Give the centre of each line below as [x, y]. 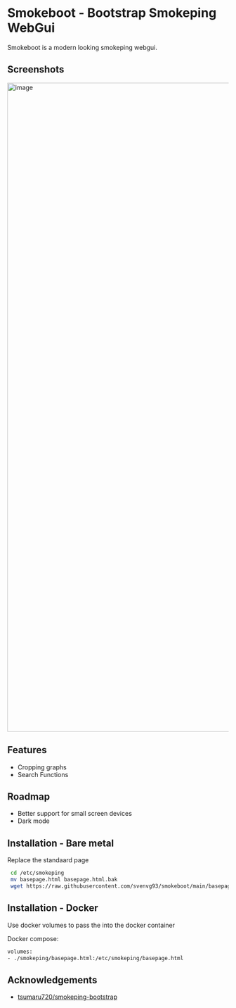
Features [27, 750]
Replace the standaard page [48, 860]
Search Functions [43, 774]
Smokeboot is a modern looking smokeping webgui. [83, 47]
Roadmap [29, 796]
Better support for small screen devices [74, 814]
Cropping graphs [42, 767]
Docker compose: [33, 938]
